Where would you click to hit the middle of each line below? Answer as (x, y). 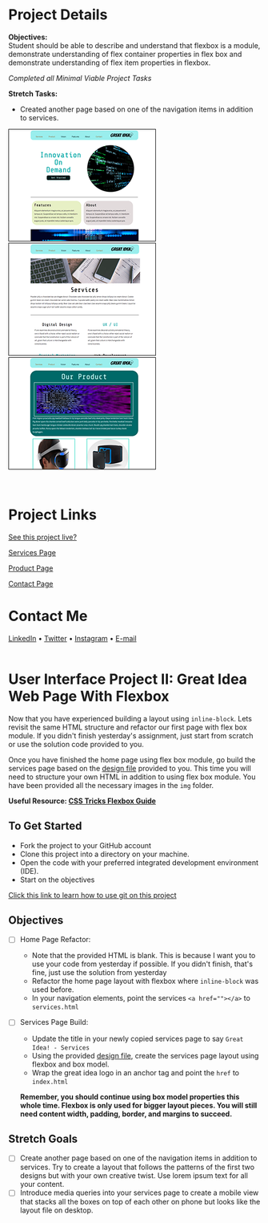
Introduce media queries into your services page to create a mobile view (139, 1193)
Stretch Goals (43, 1138)
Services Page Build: (54, 1022)
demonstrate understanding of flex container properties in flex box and (125, 54)
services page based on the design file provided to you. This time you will (130, 768)
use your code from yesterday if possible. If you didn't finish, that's (142, 964)
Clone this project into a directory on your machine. (104, 854)
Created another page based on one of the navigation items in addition (136, 109)
